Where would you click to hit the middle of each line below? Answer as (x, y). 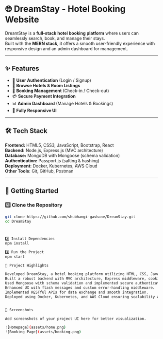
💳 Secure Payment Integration (44, 96)
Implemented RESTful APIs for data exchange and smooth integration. (77, 292)
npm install (17, 243)
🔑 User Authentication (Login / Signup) (51, 80)
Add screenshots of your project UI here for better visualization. (76, 319)
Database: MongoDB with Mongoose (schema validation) (63, 155)
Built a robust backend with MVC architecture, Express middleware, (76, 279)
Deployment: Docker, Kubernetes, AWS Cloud (51, 166)
